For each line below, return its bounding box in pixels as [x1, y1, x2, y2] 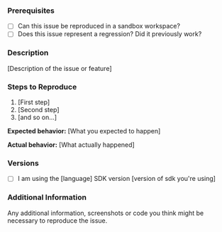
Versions [7, 158, 39, 168]
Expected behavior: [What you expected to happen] [7, 127, 161, 136]
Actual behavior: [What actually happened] [7, 140, 135, 149]
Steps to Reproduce [7, 82, 77, 92]
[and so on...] [17, 113, 57, 122]
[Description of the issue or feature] [7, 64, 112, 72]
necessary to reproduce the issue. [7, 216, 108, 225]
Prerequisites [7, 6, 55, 16]
